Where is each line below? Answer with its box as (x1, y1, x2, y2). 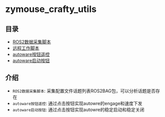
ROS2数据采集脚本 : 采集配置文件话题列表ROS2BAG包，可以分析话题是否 (12, 87, 156, 93)
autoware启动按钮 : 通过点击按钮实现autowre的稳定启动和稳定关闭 (12, 106, 144, 112)
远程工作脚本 (12, 45, 39, 51)
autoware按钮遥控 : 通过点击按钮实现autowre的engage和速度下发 (12, 100, 142, 106)
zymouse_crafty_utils (5, 3, 97, 15)
